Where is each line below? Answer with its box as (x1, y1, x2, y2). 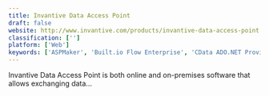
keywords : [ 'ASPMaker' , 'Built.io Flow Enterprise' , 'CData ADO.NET (8, 48, 242, 56)
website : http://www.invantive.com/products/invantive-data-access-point (8, 26, 260, 34)
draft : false (8, 19, 52, 27)
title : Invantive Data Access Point (8, 11, 130, 20)
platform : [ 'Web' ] (8, 41, 70, 49)
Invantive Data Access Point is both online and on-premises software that (8, 71, 251, 79)
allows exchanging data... (8, 79, 92, 88)
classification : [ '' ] (8, 33, 81, 42)
